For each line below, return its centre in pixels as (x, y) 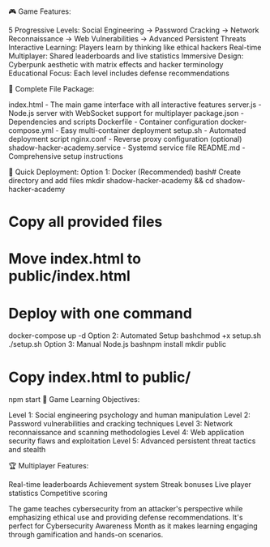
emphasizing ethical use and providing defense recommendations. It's (126, 518)
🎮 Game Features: (40, 11)
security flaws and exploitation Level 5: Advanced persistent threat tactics (132, 441)
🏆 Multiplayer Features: (49, 466)
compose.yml (31, 130)
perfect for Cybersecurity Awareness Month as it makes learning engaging (133, 526)
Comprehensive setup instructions (66, 156)
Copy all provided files (86, 222)
